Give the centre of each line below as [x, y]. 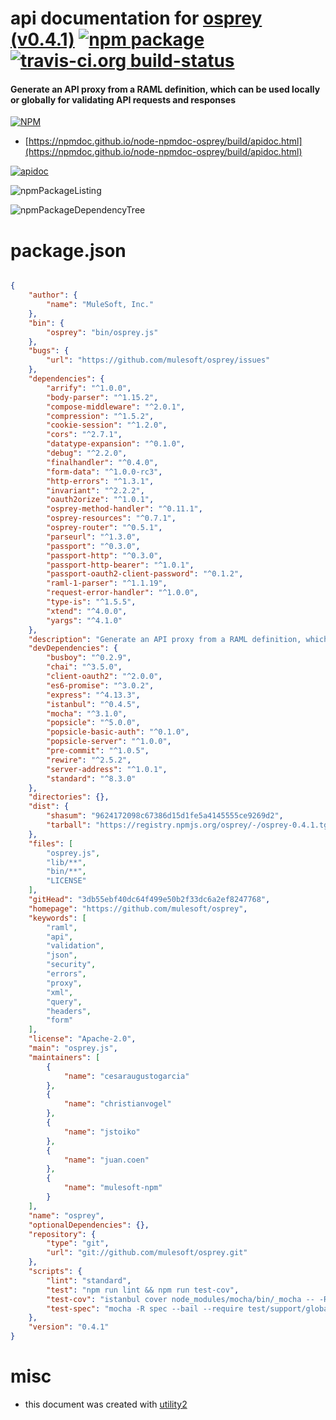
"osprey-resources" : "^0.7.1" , [111, 518]
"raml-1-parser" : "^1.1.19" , [107, 583]
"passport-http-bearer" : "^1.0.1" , [120, 565]
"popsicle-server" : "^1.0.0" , [109, 742]
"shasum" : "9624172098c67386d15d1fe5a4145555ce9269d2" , [165, 816]
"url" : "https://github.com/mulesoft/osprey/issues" [158, 360]
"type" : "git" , [78, 1243]
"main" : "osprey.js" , [73, 1048]
